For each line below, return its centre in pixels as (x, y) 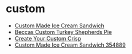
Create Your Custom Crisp (48, 38)
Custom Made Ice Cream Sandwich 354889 (70, 45)
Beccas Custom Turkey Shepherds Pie (63, 32)
